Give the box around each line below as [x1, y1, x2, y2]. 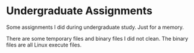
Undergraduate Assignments [6, 4, 153, 18]
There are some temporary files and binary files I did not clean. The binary [6, 35, 189, 42]
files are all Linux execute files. [6, 41, 82, 48]
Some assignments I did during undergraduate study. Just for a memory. [6, 24, 184, 31]
